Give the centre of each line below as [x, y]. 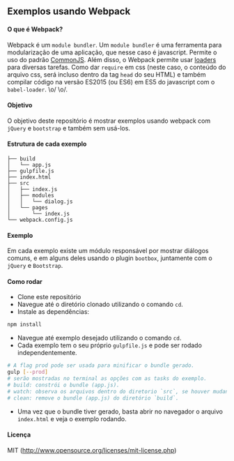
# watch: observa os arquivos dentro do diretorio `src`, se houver [109, 391]
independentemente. [47, 353]
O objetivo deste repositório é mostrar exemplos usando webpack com [109, 121]
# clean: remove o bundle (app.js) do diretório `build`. [93, 398]
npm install [24, 325]
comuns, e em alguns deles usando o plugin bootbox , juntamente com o [110, 258]
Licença [19, 434]
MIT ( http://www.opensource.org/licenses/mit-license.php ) [92, 450]
